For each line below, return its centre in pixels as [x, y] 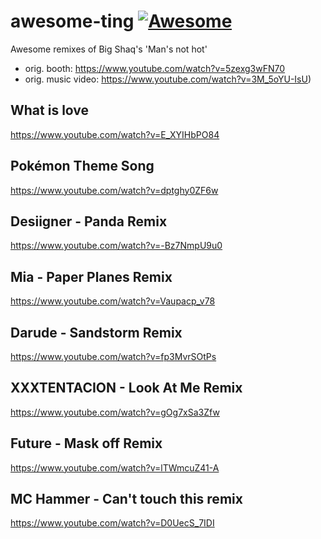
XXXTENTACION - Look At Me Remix [126, 388]
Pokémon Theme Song [82, 166]
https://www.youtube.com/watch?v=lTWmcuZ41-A [115, 467]
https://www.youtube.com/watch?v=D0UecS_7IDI [112, 523]
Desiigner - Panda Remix [89, 221]
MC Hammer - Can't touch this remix [126, 499]
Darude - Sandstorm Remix [96, 332]
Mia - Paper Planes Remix [91, 276]
